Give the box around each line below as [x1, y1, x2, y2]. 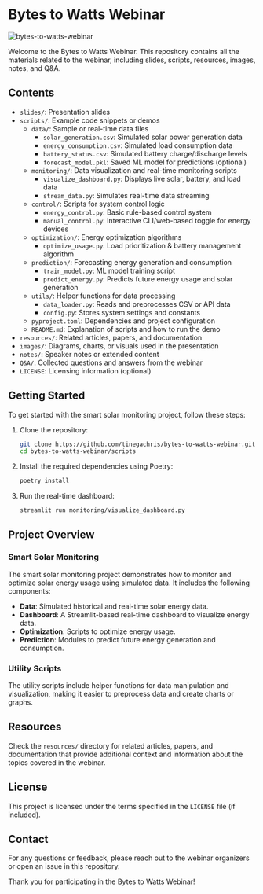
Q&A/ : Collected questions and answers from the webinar [19, 358, 203, 367]
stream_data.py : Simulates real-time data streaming [42, 190, 210, 200]
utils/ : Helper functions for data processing [31, 291, 176, 300]
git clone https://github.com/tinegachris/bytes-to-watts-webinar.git [19, 440, 256, 448]
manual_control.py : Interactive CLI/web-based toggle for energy [42, 215, 251, 225]
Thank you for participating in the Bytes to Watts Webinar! [8, 877, 195, 886]
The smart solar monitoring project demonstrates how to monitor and [8, 569, 232, 579]
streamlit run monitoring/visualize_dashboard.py [19, 506, 186, 514]
